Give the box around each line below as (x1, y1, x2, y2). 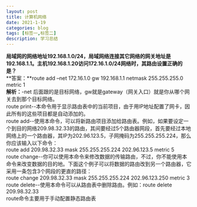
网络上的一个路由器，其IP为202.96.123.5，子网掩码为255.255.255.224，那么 (6, 133, 192, 139)
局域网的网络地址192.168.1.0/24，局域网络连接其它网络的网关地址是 (6, 53, 171, 59)
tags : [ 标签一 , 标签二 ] (6, 30, 56, 36)
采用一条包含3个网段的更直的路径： (6, 168, 92, 175)
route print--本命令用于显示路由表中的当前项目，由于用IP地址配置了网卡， (6, 103, 185, 110)
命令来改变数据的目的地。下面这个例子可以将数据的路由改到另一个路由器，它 (6, 161, 192, 167)
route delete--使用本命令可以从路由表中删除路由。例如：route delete (6, 181, 172, 188)
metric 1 (6, 82, 25, 88)
